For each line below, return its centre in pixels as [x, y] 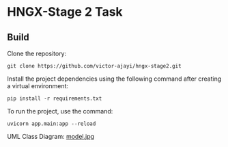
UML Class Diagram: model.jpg [51, 136]
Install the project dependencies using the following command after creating [114, 79]
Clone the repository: [37, 53]
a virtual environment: [38, 86]
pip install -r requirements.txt [55, 98]
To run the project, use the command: [60, 111]
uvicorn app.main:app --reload [52, 124]
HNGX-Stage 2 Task [65, 12]
